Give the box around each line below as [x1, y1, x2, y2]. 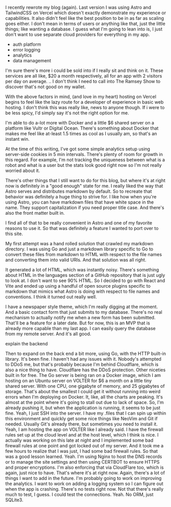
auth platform [12, 41, 41, 47]
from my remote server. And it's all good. [5, 331, 91, 337]
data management [12, 58, 51, 63]
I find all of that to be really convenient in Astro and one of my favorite [5, 220, 152, 226]
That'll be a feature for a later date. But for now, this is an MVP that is [5, 320, 151, 326]
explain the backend [5, 341, 48, 346]
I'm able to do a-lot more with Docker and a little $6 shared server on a [5, 120, 155, 125]
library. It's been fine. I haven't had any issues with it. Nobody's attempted [5, 356, 162, 362]
